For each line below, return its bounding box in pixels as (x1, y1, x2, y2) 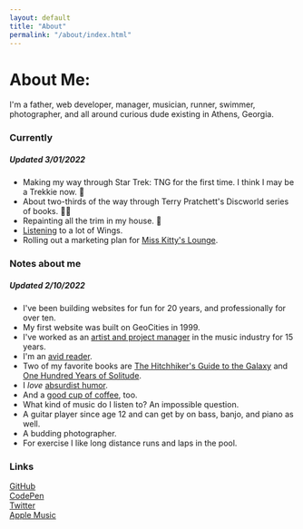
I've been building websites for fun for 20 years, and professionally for (22, 303, 287, 314)
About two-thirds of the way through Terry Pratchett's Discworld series (22, 196, 289, 207)
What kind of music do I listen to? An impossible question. (22, 399, 239, 410)
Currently (9, 132, 53, 144)
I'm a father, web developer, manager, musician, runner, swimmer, (9, 99, 256, 110)
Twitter (9, 500, 36, 511)
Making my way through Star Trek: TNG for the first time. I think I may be (22, 177, 295, 188)
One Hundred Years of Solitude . (22, 370, 142, 381)
